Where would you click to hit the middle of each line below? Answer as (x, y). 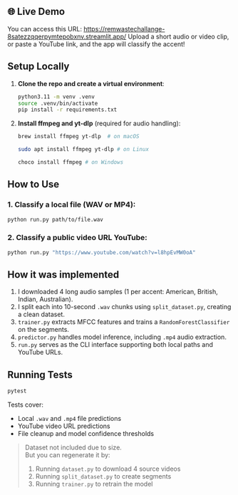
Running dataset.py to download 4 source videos (108, 469)
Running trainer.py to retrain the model (94, 484)
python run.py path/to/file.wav (55, 219)
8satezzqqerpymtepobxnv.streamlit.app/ (67, 36)
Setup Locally (38, 67)
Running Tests (40, 374)
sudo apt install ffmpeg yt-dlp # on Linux (83, 150)
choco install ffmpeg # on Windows (71, 162)
